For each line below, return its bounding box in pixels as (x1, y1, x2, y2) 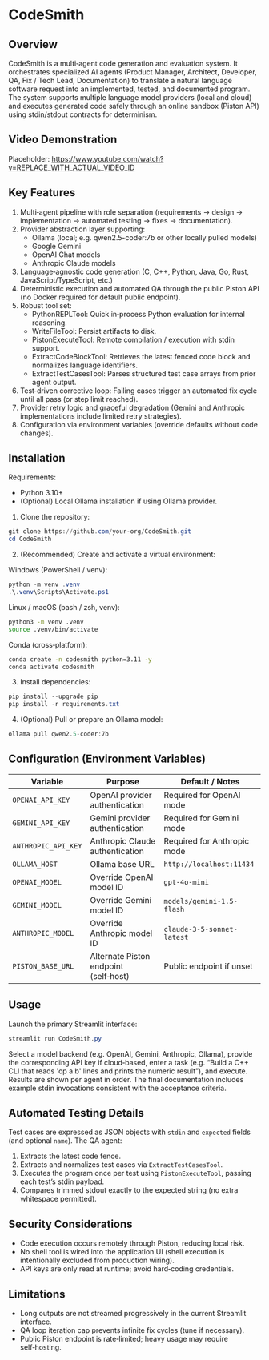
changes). (19, 428, 54, 438)
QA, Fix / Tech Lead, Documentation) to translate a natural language (8, 76, 232, 85)
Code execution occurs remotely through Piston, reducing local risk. (19, 1238, 245, 1248)
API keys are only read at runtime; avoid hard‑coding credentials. (19, 1264, 235, 1274)
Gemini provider (90, 812, 151, 824)
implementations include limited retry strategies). (19, 411, 182, 421)
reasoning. (31, 318, 68, 327)
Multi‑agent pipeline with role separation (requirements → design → (19, 207, 243, 217)
